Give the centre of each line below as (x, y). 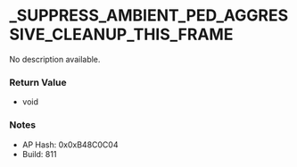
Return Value (38, 82)
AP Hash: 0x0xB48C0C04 (70, 145)
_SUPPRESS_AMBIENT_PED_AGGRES (149, 16)
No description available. (55, 59)
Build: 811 (39, 154)
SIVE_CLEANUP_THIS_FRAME (121, 34)
